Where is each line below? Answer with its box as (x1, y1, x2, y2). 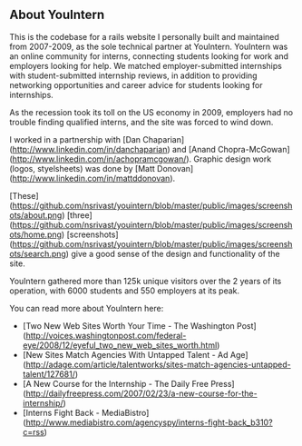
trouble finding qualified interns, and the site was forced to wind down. (9, 116, 274, 127)
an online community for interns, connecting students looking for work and (9, 50, 288, 62)
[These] (9, 190, 39, 201)
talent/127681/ (22, 368, 75, 380)
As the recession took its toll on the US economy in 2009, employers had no (9, 106, 293, 117)
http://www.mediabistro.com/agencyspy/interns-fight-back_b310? (25, 417, 274, 428)
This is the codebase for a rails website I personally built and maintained (9, 31, 279, 42)
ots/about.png (9, 209, 63, 221)
